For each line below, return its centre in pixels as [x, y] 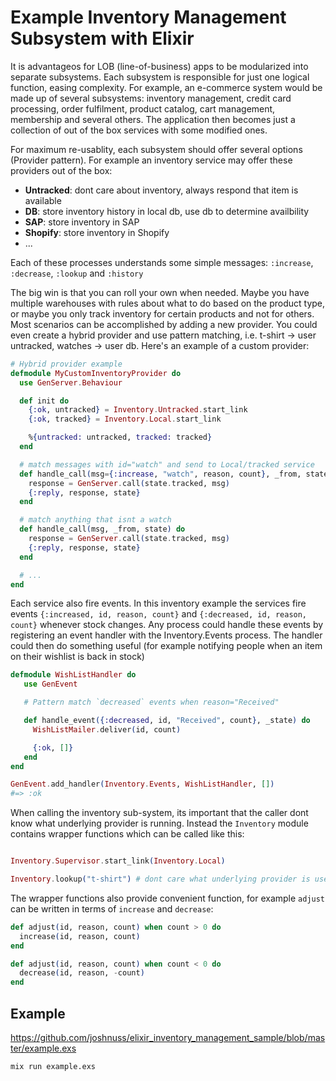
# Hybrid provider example [66, 364]
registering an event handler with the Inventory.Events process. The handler [166, 635]
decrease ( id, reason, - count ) [82, 973]
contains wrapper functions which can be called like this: [127, 834]
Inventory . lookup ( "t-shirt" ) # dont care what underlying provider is [160, 879]
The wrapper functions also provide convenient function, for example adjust [168, 898]
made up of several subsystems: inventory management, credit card [151, 98]
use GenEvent [50, 684]
